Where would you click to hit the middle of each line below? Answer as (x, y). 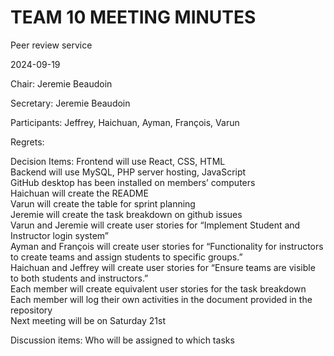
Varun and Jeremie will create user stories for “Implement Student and (155, 225)
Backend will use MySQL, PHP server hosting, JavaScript (128, 172)
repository (31, 310)
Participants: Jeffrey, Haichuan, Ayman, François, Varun (125, 122)
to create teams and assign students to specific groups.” (126, 257)
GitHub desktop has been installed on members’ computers (133, 182)
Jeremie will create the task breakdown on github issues (126, 214)
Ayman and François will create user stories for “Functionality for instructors (167, 246)
